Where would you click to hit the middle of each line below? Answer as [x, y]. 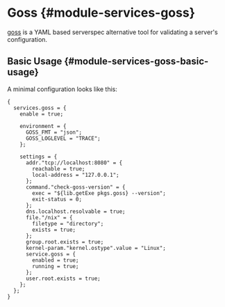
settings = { [39, 157]
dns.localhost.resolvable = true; [76, 211]
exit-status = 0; [57, 199]
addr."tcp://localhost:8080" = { [74, 163]
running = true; [56, 266]
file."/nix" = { [49, 217]
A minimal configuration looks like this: [62, 89]
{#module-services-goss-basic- [136, 62]
